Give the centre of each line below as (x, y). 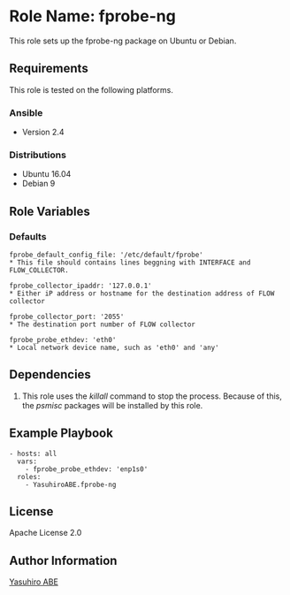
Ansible (26, 112)
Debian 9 (38, 184)
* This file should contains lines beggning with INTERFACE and (130, 263)
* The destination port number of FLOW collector (103, 324)
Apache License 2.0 (46, 533)
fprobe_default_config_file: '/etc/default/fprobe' (106, 255)
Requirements (49, 69)
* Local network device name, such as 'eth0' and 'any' (114, 348)
